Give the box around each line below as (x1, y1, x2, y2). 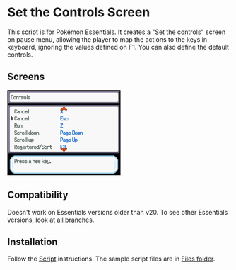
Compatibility (7, 189, 69, 201)
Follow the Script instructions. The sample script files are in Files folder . (7, 254, 216, 263)
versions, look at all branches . (7, 215, 95, 224)
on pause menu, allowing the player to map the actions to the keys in (7, 35, 207, 43)
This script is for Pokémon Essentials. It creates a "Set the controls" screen (7, 28, 226, 36)
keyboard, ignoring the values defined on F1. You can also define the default (7, 43, 230, 51)
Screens (7, 71, 45, 83)
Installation (7, 235, 58, 248)
